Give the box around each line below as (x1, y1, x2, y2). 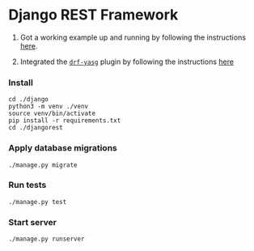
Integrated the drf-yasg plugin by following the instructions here (19, 57, 235, 66)
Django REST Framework (8, 6, 179, 24)
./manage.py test (8, 198, 67, 206)
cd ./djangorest (8, 124, 63, 132)
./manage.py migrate (8, 160, 78, 169)
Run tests (8, 180, 47, 191)
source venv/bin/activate (8, 109, 95, 118)
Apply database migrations (8, 143, 117, 154)
